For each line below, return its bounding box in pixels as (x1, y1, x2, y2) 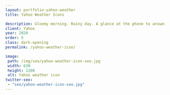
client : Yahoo (5, 26, 35, 31)
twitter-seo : (5, 77, 33, 82)
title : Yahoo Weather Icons (5, 12, 65, 17)
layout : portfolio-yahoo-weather (5, 7, 76, 13)
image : (5, 54, 19, 59)
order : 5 (5, 35, 24, 40)
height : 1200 (7, 68, 35, 73)
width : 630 (7, 63, 30, 68)
